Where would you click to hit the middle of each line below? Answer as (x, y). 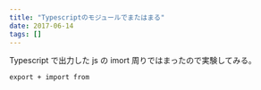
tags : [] (25, 34)
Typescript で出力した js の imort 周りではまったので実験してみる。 (133, 61)
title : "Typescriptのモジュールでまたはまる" (87, 17)
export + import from (50, 78)
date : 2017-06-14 (42, 26)
